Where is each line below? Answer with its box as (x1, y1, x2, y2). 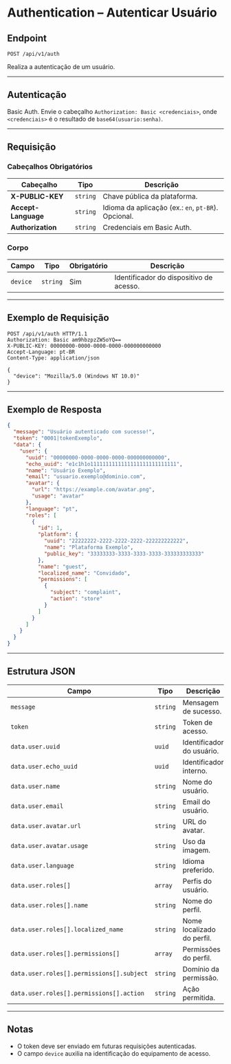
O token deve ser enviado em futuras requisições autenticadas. (16, 1042, 197, 1050)
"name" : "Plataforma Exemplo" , (43, 544, 134, 551)
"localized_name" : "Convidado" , (37, 569, 131, 577)
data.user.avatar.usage (10, 842, 89, 849)
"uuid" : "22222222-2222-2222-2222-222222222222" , (43, 538, 189, 544)
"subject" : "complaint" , (50, 589, 122, 596)
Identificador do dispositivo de (114, 273, 213, 282)
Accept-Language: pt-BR (7, 348, 76, 355)
